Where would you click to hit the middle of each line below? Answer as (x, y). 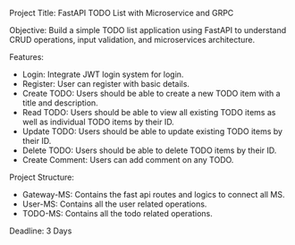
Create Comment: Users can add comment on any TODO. (128, 160)
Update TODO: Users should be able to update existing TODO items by (152, 131)
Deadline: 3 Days (41, 231)
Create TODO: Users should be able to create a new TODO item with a (151, 93)
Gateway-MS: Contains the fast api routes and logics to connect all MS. (153, 194)
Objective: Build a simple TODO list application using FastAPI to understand (148, 30)
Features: (27, 57)
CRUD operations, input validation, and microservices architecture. (132, 40)
